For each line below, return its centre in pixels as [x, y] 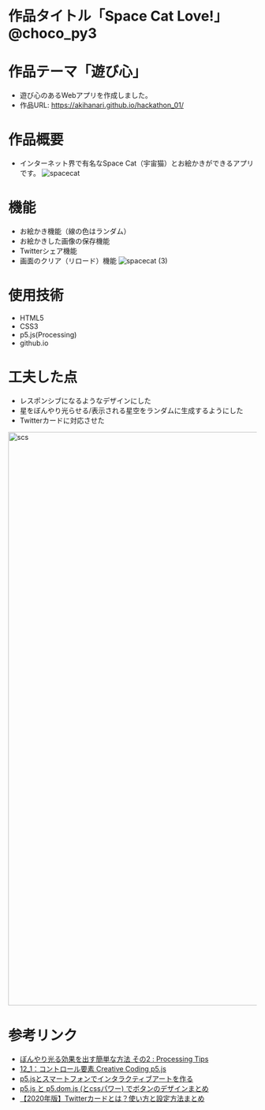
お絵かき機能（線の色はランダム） [75, 231]
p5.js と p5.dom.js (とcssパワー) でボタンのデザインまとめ [114, 1088]
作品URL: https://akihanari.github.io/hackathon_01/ [101, 105]
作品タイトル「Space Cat [91, 16]
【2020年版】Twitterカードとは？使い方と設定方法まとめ [112, 1098]
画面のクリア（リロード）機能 [68, 261]
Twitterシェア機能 [48, 251]
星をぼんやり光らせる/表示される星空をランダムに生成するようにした [131, 410]
